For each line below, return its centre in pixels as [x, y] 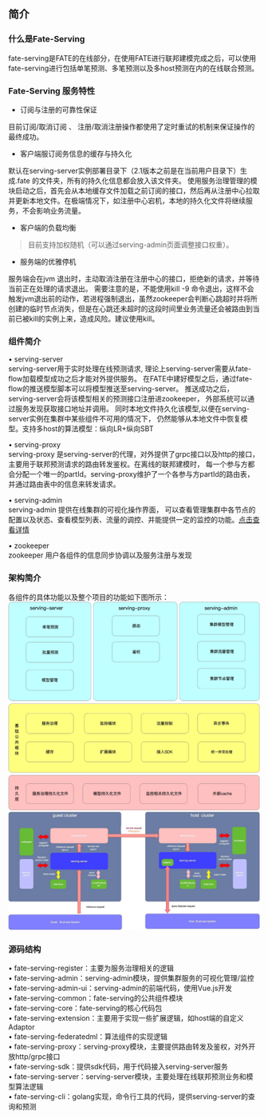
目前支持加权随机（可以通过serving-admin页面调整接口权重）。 [130, 244]
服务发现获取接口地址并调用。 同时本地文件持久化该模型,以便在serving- [132, 409]
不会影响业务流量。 [53, 210]
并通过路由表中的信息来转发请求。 [64, 484]
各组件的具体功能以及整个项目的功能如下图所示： [89, 597]
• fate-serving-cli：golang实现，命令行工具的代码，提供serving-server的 [128, 1097]
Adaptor [22, 1027]
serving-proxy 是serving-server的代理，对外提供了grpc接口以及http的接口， [134, 454]
